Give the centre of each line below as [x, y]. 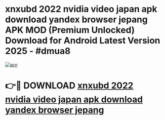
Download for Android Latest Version [83, 41]
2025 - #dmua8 [38, 51]
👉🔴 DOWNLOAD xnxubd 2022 [69, 86]
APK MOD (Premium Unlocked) [70, 30]
